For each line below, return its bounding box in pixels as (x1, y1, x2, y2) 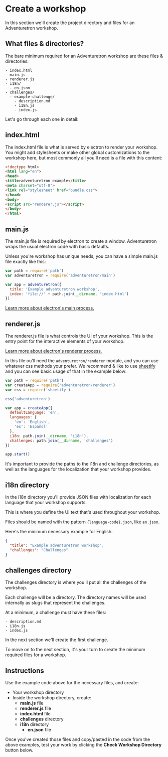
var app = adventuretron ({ (5, 282, 62, 287)
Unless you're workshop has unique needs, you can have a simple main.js (5, 253, 158, 259)
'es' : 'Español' (14, 424, 49, 429)
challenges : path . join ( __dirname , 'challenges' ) (10, 438, 113, 443)
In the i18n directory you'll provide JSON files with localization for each (5, 494, 151, 500)
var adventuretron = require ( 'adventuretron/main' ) (5, 273, 115, 278)
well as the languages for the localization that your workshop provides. (5, 466, 151, 472)
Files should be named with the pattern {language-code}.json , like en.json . (5, 519, 160, 525)
